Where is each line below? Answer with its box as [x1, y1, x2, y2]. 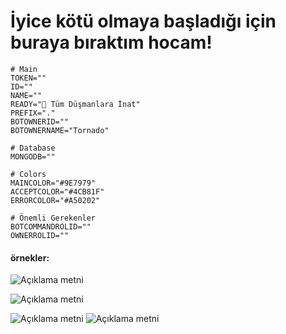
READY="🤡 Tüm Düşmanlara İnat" [10, 99, 141, 109]
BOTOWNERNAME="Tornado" [10, 125, 110, 135]
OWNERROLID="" [10, 230, 70, 240]
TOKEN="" [10, 73, 47, 83]
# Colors [10, 169, 47, 179]
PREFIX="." [10, 108, 56, 118]
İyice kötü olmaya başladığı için [10, 10, 277, 33]
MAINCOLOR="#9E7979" [10, 178, 97, 188]
